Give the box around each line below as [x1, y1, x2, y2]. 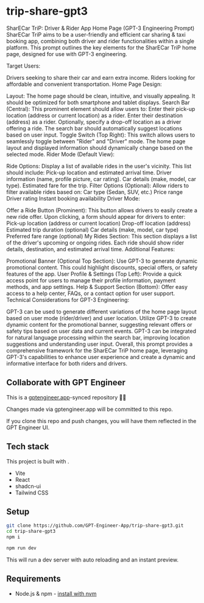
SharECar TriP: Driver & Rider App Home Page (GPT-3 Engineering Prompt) [6, 24, 195, 32]
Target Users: [6, 62, 41, 70]
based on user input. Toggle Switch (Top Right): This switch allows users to [6, 131, 195, 138]
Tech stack [6, 441, 49, 452]
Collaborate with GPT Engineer [6, 377, 126, 388]
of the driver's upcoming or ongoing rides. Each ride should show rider [6, 239, 185, 246]
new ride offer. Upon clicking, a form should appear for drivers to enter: [6, 213, 186, 220]
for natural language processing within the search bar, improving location [6, 334, 190, 341]
